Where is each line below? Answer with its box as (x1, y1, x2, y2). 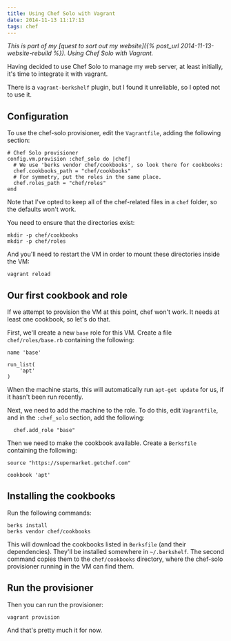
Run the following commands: (7, 509, 92, 517)
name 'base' (7, 349, 41, 356)
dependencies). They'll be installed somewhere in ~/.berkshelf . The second (7, 547, 225, 555)
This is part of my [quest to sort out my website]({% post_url (7, 42, 179, 50)
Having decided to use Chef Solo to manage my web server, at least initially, (7, 63, 223, 71)
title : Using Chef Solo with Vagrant (7, 10, 116, 17)
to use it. (7, 90, 32, 99)
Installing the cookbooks (7, 491, 116, 502)
